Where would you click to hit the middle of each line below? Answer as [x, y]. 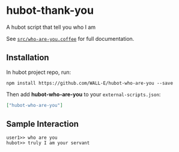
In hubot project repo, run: [39, 72]
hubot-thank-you [50, 11]
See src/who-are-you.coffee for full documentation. [70, 38]
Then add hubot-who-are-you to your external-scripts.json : [83, 94]
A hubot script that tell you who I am [51, 27]
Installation [28, 58]
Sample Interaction [43, 124]
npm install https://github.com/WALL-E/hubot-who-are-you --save [89, 83]
